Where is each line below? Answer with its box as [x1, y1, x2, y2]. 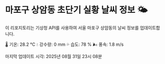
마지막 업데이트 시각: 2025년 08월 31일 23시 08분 [5, 53, 103, 59]
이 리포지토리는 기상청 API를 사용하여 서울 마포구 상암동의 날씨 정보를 [5, 25, 139, 31]
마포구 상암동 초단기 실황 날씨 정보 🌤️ [5, 4, 148, 16]
